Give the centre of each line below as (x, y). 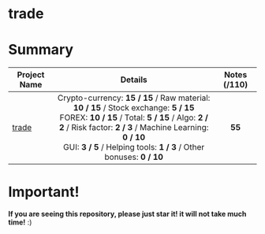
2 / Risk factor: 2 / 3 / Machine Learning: (134, 128)
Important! (44, 192)
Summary (41, 50)
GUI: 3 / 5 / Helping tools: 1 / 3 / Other (134, 147)
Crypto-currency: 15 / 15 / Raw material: (134, 98)
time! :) (20, 222)
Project (31, 75)
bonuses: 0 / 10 (134, 157)
